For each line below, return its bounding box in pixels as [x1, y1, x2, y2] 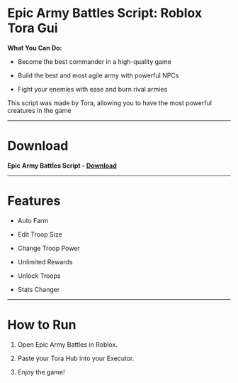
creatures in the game [7, 106, 72, 114]
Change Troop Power [17, 244, 80, 252]
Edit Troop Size [17, 230, 62, 239]
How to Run [7, 317, 76, 333]
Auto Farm [17, 216, 49, 225]
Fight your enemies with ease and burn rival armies [17, 85, 168, 93]
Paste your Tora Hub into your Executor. [17, 354, 135, 362]
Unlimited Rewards [17, 257, 73, 266]
